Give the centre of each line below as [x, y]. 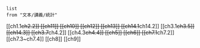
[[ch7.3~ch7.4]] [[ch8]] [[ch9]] [44, 39]
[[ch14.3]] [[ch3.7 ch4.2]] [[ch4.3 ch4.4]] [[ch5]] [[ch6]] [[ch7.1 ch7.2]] [90, 32]
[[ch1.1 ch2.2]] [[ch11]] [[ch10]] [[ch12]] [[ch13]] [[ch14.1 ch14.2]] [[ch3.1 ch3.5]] [101, 26]
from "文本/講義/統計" [32, 15]
